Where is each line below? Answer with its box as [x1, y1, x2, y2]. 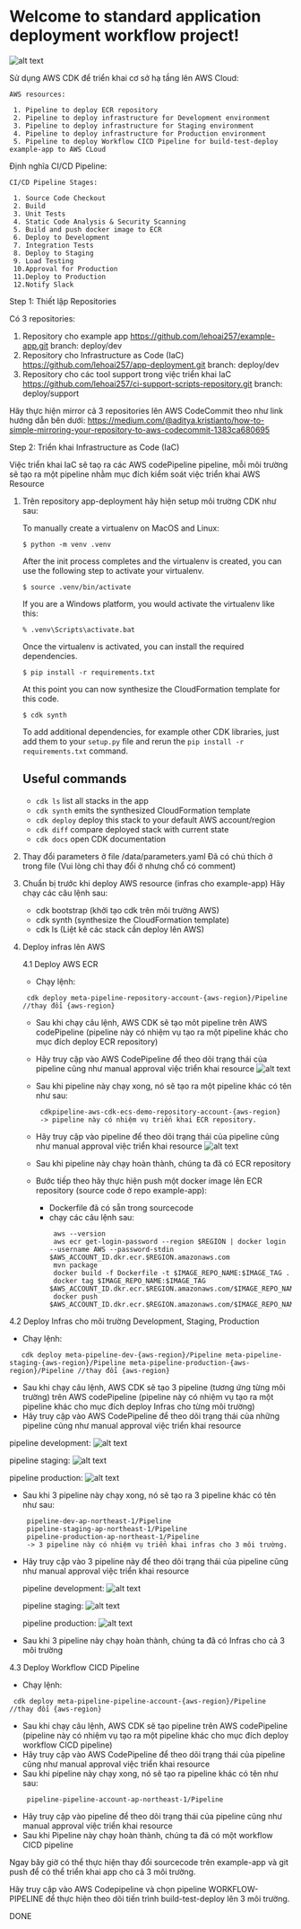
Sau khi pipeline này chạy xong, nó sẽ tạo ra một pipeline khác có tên [35, 1080, 292, 1091]
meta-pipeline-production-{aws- [129, 1358, 251, 1367]
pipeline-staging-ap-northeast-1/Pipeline [26, 1524, 188, 1533]
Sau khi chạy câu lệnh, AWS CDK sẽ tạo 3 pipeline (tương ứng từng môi [21, 1381, 286, 1393]
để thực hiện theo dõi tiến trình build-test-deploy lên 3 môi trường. [45, 1893, 290, 1904]
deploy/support [21, 388, 80, 399]
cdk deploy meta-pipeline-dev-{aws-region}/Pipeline [21, 1350, 222, 1360]
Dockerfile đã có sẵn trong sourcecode [48, 1202, 194, 1213]
